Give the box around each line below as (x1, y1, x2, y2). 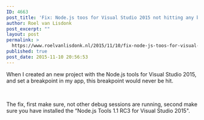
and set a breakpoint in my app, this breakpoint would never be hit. (6, 77, 174, 84)
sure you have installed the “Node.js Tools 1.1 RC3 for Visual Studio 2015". (6, 107, 190, 114)
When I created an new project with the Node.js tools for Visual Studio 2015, (6, 70, 197, 78)
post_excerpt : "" (6, 25, 50, 32)
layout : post (6, 32, 39, 38)
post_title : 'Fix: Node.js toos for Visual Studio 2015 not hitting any (6, 15, 194, 21)
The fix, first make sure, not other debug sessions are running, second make (6, 101, 198, 108)
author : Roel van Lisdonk (6, 20, 72, 26)
